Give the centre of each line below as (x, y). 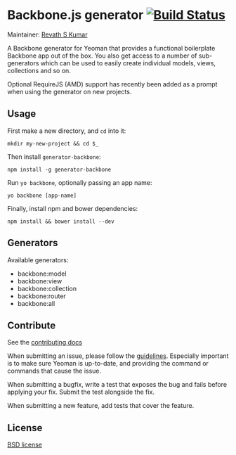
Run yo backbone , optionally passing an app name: (80, 182)
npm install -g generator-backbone (59, 169)
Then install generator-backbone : (54, 156)
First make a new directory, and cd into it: (67, 131)
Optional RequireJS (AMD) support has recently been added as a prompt (112, 84)
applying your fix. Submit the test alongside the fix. (81, 392)
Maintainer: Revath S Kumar (47, 34)
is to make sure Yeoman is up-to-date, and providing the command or (108, 364)
